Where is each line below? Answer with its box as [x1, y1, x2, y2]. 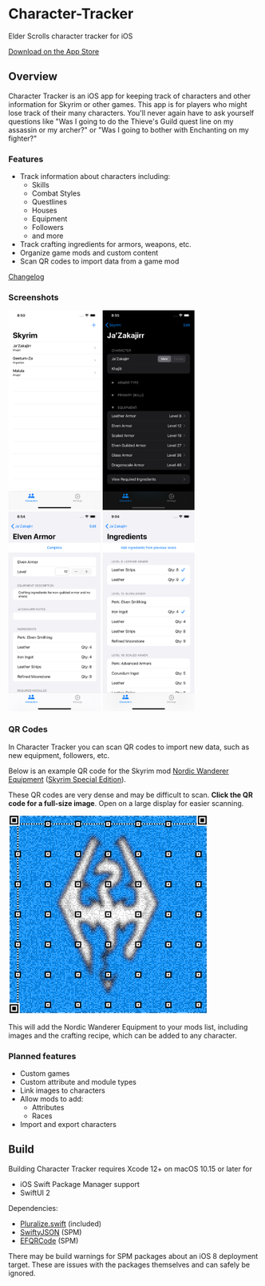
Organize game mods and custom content [19, 248, 159, 258]
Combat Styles [31, 189, 81, 198]
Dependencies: [8, 1203, 58, 1213]
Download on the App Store [8, 46, 100, 56]
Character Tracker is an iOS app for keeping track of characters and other [8, 91, 251, 101]
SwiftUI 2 [19, 1188, 50, 1197]
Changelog [8, 272, 45, 282]
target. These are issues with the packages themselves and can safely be [8, 1260, 250, 1269]
